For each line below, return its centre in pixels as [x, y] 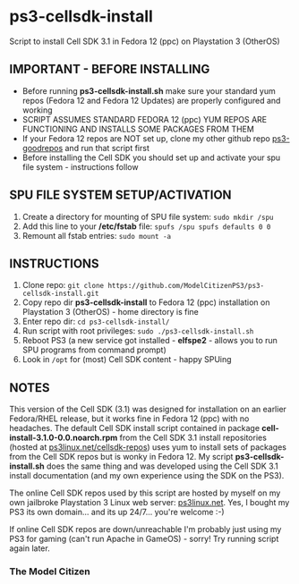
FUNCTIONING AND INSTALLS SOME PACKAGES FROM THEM [138, 129]
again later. [30, 548]
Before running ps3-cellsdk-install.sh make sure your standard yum [149, 90]
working [37, 110]
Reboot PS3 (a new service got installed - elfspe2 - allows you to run [149, 341]
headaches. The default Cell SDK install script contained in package [135, 428]
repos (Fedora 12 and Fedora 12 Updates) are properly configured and [151, 100]
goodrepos [43, 148]
